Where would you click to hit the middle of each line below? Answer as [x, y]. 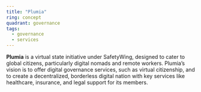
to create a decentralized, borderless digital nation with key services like [95, 76]
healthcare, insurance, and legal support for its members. [77, 82]
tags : [13, 29]
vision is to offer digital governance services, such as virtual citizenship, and [100, 69]
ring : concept [24, 17]
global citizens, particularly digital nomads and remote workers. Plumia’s [95, 63]
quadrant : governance [33, 23]
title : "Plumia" [26, 12]
